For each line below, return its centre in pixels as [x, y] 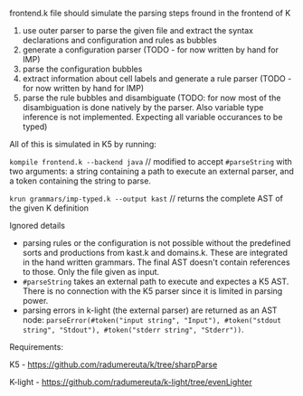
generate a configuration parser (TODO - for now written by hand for [150, 50]
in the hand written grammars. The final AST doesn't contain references [156, 262]
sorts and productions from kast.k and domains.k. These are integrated [155, 253]
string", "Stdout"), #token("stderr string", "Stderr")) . [133, 330]
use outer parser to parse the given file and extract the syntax [137, 30]
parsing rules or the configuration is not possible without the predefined [156, 243]
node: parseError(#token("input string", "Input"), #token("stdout [152, 320]
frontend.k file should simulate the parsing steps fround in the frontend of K [150, 13]
